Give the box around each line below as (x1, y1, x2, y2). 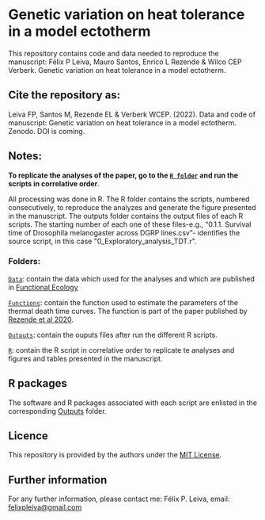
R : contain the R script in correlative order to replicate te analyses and (8, 345, 235, 354)
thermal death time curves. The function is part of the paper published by (8, 306, 248, 315)
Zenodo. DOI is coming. (8, 126, 85, 136)
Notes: (8, 149, 42, 163)
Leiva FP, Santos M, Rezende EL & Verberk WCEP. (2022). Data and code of (8, 109, 256, 119)
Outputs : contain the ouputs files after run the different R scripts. (8, 330, 218, 339)
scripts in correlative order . (8, 178, 100, 188)
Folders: (8, 256, 41, 267)
